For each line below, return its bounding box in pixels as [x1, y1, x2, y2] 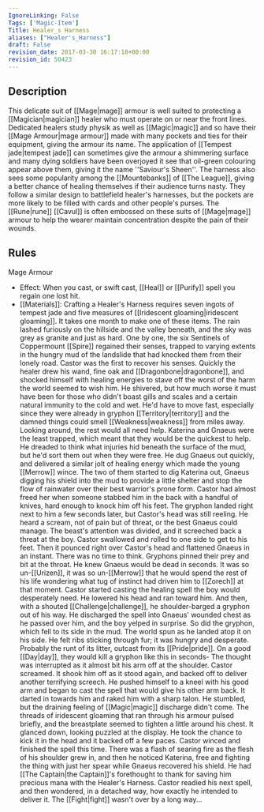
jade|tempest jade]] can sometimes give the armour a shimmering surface [8, 148, 249, 157]
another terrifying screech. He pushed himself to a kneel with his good [19, 677, 250, 686]
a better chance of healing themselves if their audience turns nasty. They [8, 181, 246, 190]
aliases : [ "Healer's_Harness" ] [8, 33, 111, 42]
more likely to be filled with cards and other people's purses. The [8, 198, 219, 208]
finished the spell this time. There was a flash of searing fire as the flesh [19, 744, 255, 754]
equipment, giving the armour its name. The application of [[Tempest [8, 139, 232, 148]
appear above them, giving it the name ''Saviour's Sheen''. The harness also [8, 164, 256, 174]
